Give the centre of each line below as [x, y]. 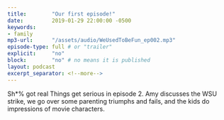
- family [20, 34]
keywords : [22, 27]
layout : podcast [31, 67]
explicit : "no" [36, 54]
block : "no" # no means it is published [79, 60]
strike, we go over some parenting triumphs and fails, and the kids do [108, 101]
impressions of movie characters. [56, 109]
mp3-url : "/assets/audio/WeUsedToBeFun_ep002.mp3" [91, 40]
